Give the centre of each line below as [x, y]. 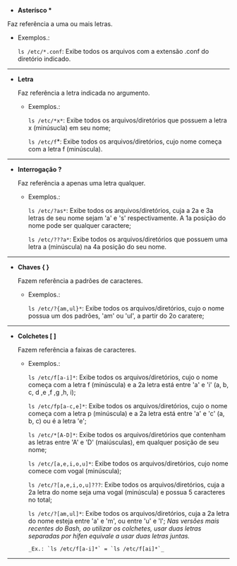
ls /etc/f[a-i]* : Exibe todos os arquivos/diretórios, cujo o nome [123, 377]
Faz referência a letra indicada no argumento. [84, 93]
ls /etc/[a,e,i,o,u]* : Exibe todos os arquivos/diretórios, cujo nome [128, 463]
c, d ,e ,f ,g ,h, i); [52, 392]
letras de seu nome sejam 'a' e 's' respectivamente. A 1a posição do [127, 218]
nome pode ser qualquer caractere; [80, 225]
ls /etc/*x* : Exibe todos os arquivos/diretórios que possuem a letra [127, 120]
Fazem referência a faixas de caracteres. [77, 350]
